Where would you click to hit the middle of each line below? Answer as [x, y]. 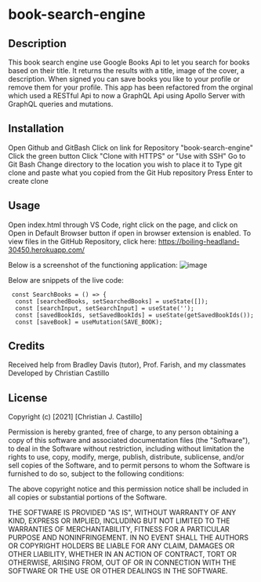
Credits [27, 346]
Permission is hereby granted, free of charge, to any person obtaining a [123, 432]
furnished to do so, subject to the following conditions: [96, 474]
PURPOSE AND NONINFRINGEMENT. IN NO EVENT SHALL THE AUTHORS [129, 538]
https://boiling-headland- [199, 241]
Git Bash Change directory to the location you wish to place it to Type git [125, 164]
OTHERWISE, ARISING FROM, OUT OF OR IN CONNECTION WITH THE [122, 562]
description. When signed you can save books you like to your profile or [124, 79]
